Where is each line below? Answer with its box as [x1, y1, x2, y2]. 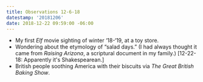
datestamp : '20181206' [6, 15, 64, 21]
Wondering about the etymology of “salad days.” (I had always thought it [15, 43, 198, 50]
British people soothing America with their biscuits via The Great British [15, 63, 194, 70]
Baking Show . [15, 69, 50, 77]
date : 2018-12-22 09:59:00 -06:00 [6, 20, 94, 26]
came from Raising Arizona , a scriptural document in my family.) [15, 50, 176, 57]
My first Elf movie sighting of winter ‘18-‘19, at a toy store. [15, 37, 159, 44]
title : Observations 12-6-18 [6, 9, 80, 15]
